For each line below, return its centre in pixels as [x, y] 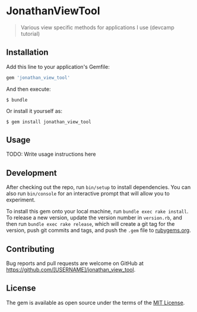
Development [32, 173]
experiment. [21, 200]
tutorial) [30, 33]
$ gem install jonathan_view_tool [49, 122]
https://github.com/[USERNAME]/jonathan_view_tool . [71, 270]
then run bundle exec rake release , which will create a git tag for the [90, 224]
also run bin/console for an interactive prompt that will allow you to [88, 194]
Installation [27, 53]
